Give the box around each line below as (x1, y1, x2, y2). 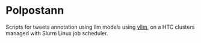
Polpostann (5, 4, 64, 17)
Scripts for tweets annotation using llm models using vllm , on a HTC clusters (5, 23, 195, 30)
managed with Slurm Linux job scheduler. (5, 29, 108, 36)
